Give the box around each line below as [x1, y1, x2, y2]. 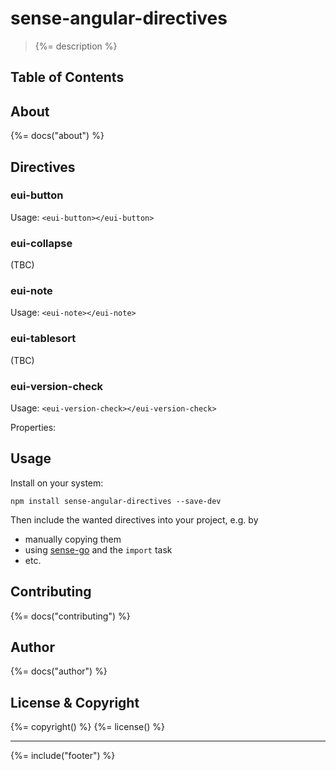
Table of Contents [10, 69, 125, 86]
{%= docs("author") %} [10, 665, 108, 677]
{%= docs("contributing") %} [10, 610, 131, 622]
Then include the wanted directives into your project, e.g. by [10, 513, 259, 526]
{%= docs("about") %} [10, 130, 105, 142]
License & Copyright [10, 694, 140, 711]
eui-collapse [10, 236, 73, 250]
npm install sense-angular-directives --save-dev [10, 496, 222, 506]
